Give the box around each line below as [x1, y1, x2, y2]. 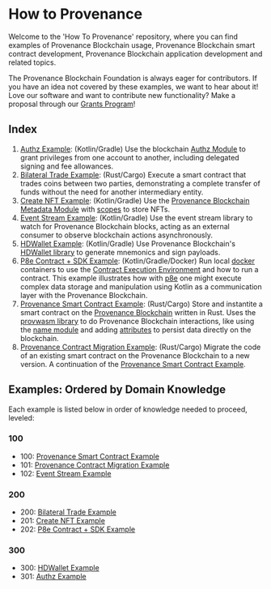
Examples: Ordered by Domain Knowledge [8, 382, 227, 397]
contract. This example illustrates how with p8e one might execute [19, 273, 242, 283]
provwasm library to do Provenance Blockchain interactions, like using [19, 316, 255, 326]
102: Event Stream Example [19, 468, 112, 478]
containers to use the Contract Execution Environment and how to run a [19, 264, 259, 274]
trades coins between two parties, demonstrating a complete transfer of [19, 178, 260, 188]
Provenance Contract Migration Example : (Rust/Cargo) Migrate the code [19, 342, 261, 352]
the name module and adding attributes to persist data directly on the [19, 325, 252, 335]
